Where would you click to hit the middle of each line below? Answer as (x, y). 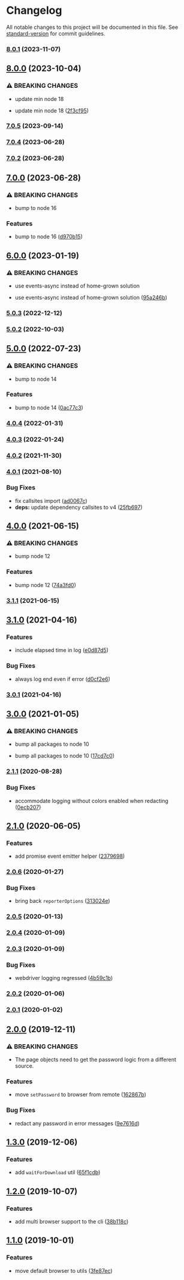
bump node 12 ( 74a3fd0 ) (45, 585)
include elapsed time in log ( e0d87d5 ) (62, 650)
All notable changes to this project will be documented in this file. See (92, 27)
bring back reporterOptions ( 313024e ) (62, 901)
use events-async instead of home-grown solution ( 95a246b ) (91, 297)
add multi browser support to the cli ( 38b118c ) (72, 1221)
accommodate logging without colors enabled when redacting (92, 801)
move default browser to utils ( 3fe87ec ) (64, 1270)
